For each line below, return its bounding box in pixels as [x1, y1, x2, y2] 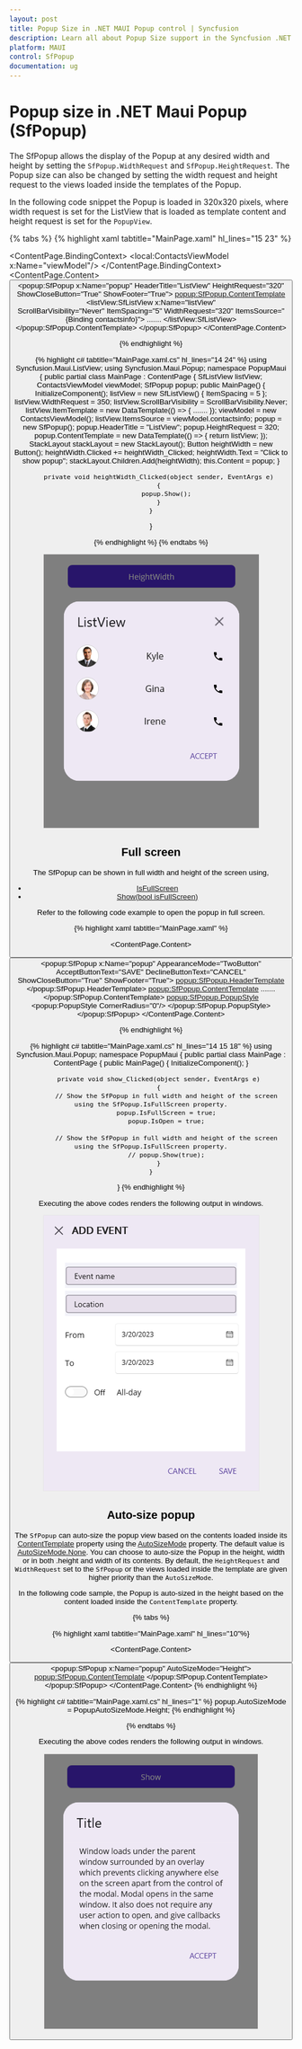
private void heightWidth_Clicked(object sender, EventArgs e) [43, 472, 274, 481]
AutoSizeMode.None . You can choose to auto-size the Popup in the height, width [17, 1547, 285, 1557]
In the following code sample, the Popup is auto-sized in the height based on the [18, 1589, 284, 1599]
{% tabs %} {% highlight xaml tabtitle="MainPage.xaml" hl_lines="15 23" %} [9, 233, 292, 244]
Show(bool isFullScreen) [116, 891, 199, 901]
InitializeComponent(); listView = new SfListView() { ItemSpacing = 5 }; [34, 388, 268, 398]
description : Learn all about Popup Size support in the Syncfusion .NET [9, 33, 292, 42]
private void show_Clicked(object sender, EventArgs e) [57, 1075, 261, 1084]
